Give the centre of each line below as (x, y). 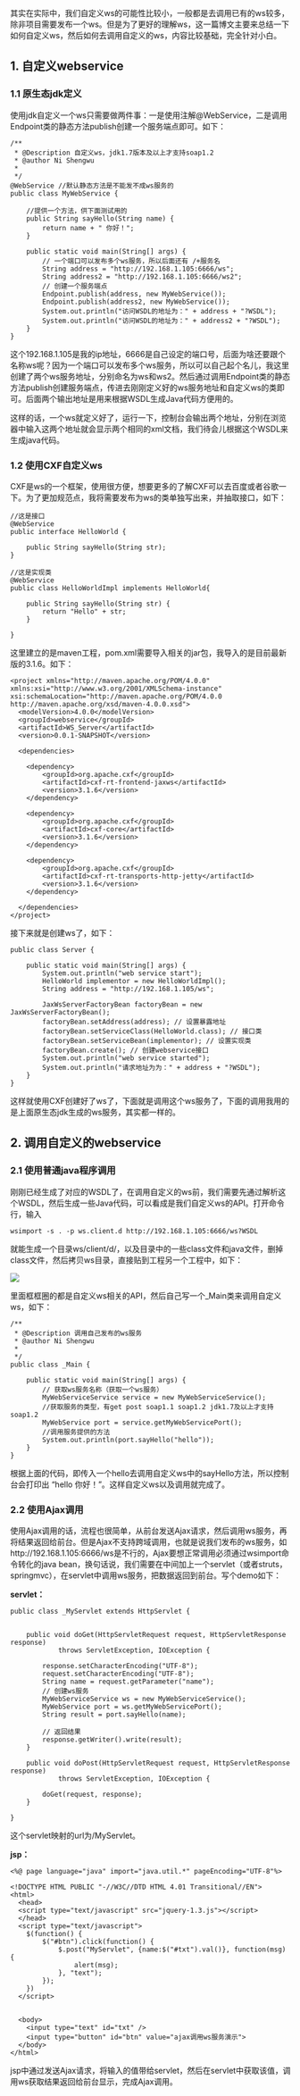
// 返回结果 (62, 1732)
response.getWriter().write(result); (112, 1740)
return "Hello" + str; (84, 611)
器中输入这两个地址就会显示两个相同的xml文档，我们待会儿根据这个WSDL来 (150, 429)
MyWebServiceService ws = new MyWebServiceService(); (144, 1699)
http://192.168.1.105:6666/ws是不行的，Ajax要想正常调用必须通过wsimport (146, 1553)
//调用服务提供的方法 (76, 1432)
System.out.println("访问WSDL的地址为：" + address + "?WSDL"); (159, 311)
